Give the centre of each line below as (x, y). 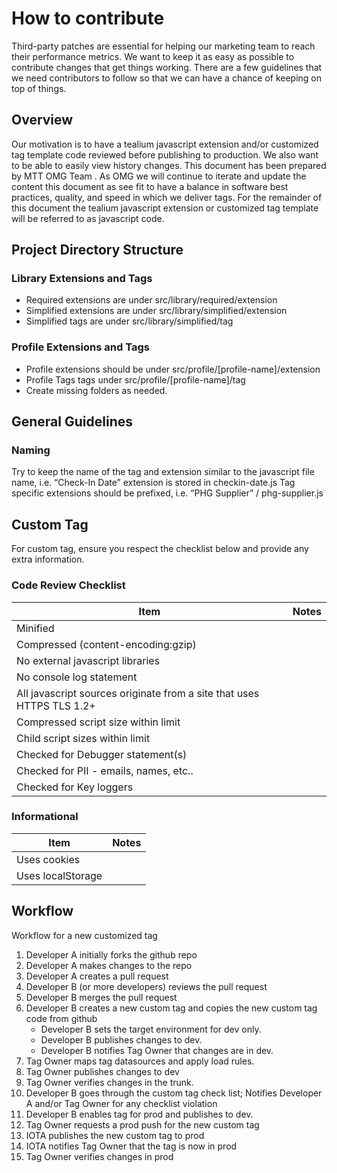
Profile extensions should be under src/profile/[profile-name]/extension (173, 369)
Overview (42, 120)
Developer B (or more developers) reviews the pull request (146, 986)
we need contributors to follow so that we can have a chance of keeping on (167, 78)
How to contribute (88, 18)
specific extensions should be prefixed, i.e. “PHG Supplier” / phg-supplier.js (167, 493)
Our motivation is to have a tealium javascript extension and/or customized (165, 144)
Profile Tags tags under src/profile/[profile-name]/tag (135, 379)
